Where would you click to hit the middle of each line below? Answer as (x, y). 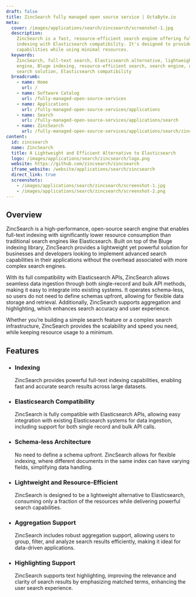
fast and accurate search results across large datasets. (80, 386)
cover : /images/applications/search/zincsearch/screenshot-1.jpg (92, 28)
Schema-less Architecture (53, 442)
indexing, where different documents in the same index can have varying (102, 461)
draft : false (22, 11)
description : (27, 33)
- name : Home (32, 83)
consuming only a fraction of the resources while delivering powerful (97, 501)
